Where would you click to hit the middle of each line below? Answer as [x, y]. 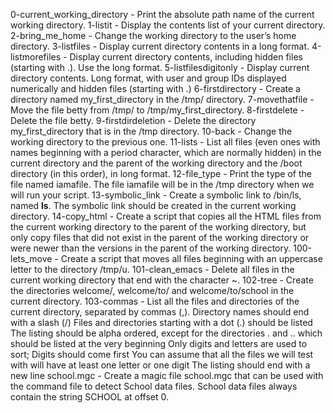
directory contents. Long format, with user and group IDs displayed [148, 78]
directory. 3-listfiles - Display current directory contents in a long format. [160, 46]
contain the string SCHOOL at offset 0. [90, 397]
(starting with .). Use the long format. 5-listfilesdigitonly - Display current [160, 67]
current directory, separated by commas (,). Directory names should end [160, 312]
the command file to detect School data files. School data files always [154, 386]
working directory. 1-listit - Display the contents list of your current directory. [168, 25]
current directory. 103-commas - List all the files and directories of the [155, 301]
